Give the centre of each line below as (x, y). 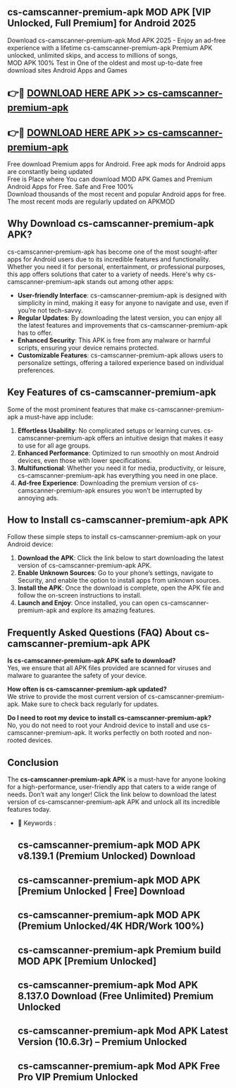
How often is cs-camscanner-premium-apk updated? (87, 689)
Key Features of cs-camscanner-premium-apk (112, 392)
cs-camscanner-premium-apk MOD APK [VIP (109, 12)
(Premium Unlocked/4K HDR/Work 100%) (111, 926)
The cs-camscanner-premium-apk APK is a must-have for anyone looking (117, 779)
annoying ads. (38, 497)
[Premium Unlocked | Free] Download (101, 891)
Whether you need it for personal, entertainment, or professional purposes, (116, 266)
